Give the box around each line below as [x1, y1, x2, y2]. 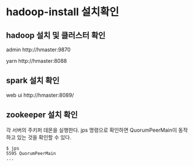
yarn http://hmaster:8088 [6, 58, 67, 64]
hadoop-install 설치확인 [6, 5, 119, 19]
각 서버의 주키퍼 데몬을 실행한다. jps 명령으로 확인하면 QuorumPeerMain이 [6, 126, 177, 133]
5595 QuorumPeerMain [6, 150, 57, 156]
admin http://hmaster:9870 [6, 46, 71, 53]
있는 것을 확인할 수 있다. [16, 133, 72, 140]
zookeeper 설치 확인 [6, 110, 78, 120]
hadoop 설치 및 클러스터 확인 [6, 30, 106, 40]
